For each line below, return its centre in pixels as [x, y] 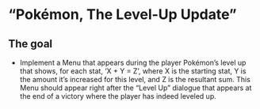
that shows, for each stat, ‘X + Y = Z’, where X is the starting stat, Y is [133, 71]
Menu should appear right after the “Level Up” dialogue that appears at [136, 88]
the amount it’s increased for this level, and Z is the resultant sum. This [135, 79]
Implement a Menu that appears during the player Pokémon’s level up [133, 62]
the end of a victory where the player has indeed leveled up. [118, 96]
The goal [31, 44]
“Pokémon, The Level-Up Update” [122, 15]
